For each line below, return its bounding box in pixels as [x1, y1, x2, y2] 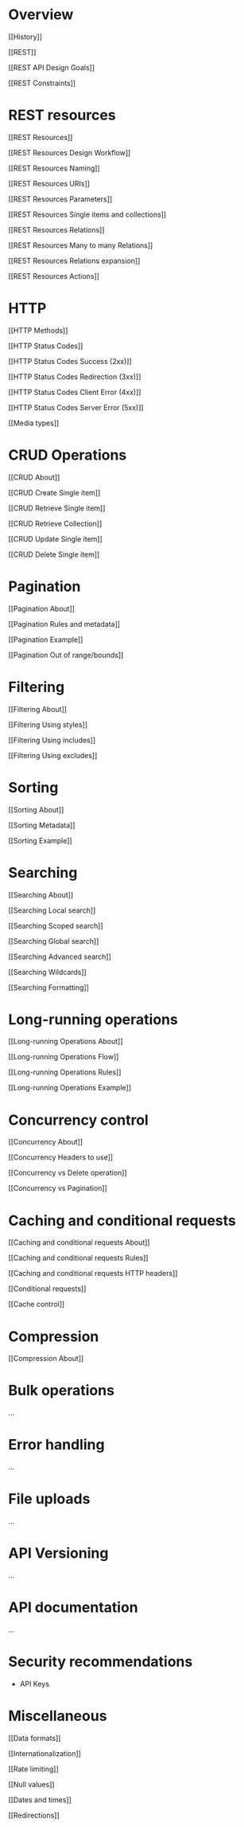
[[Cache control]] [8, 1300, 65, 1309]
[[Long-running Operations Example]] [8, 1083, 131, 1093]
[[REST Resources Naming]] [8, 163, 101, 173]
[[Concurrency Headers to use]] [8, 1152, 114, 1162]
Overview [8, 6, 74, 24]
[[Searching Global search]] [8, 936, 99, 945]
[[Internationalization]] [8, 1748, 82, 1758]
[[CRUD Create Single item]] [8, 487, 101, 497]
